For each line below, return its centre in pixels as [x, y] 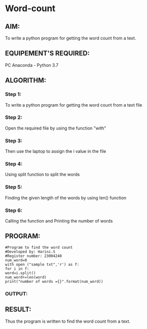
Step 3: [14, 141]
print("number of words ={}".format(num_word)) [54, 281]
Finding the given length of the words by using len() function [66, 198]
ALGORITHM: [26, 81]
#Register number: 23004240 [34, 256]
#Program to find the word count [39, 247]
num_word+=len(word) [26, 277]
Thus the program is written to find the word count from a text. [68, 321]
